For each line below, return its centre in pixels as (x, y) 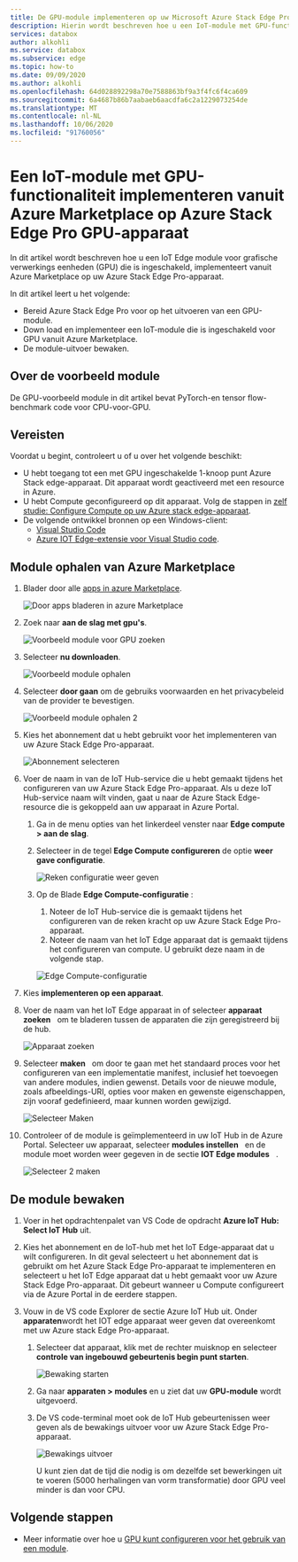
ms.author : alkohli (46, 83)
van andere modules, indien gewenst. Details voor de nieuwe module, (149, 1083)
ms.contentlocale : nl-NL (56, 116)
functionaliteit (63, 195)
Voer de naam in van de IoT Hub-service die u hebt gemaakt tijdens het (153, 779)
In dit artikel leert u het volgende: (70, 293)
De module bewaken (67, 1199)
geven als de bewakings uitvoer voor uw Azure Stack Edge (143, 1427)
